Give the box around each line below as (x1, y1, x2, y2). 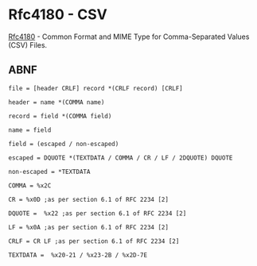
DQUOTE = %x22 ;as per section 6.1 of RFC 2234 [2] (8, 209, 187, 218)
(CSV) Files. (8, 40, 48, 49)
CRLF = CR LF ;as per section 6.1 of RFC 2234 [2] (8, 237, 180, 245)
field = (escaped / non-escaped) (8, 140, 119, 148)
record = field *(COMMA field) (8, 112, 112, 120)
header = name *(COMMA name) (8, 98, 105, 106)
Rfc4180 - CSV (8, 6, 107, 24)
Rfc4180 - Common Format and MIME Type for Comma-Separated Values (8, 32, 250, 41)
